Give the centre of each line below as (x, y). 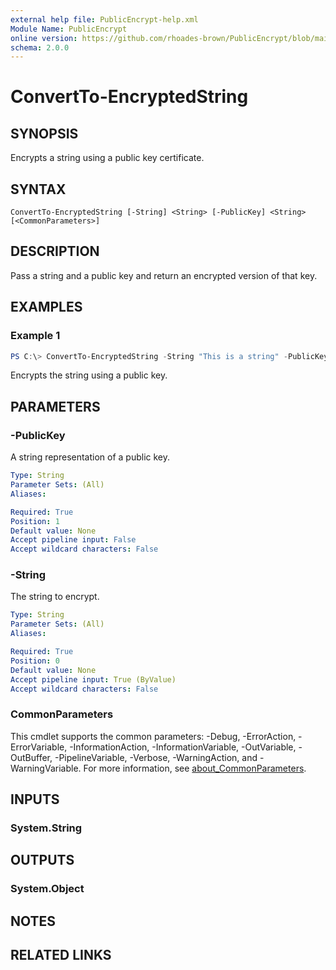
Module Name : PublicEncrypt (69, 29)
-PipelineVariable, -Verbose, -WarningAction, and (156, 757)
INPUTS (35, 799)
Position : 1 (35, 521)
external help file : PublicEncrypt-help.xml (104, 19)
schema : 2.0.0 (40, 47)
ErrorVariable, (39, 747)
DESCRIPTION (55, 251)
